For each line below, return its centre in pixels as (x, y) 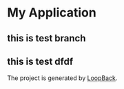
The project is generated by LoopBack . (62, 78)
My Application (52, 13)
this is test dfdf (40, 61)
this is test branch (46, 38)
